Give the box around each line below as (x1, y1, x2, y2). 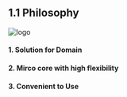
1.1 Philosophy (8, 6, 79, 20)
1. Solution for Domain (8, 45, 83, 54)
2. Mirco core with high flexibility (8, 63, 119, 73)
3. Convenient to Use (8, 81, 79, 91)
